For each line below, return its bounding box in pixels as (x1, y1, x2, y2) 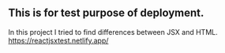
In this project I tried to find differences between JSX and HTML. (8, 27, 219, 36)
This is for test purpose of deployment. (8, 6, 204, 20)
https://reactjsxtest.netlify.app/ (8, 36, 109, 45)
